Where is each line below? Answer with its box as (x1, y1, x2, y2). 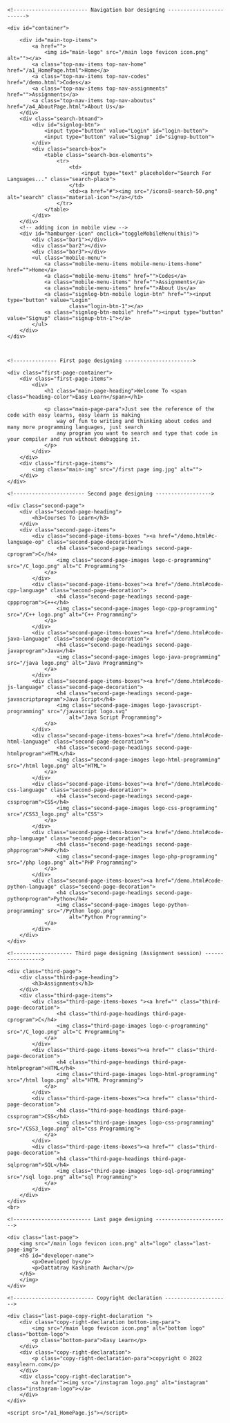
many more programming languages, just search (7, 424, 144, 431)
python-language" (7, 883, 57, 890)
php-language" (7, 835, 48, 842)
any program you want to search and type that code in (56, 430, 218, 437)
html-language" (7, 738, 51, 745)
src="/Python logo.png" (47, 907, 116, 914)
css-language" (7, 786, 48, 793)
